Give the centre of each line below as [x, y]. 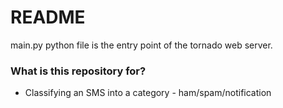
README [48, 17]
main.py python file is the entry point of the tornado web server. [141, 45]
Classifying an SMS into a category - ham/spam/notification [148, 93]
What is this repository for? [78, 71]
